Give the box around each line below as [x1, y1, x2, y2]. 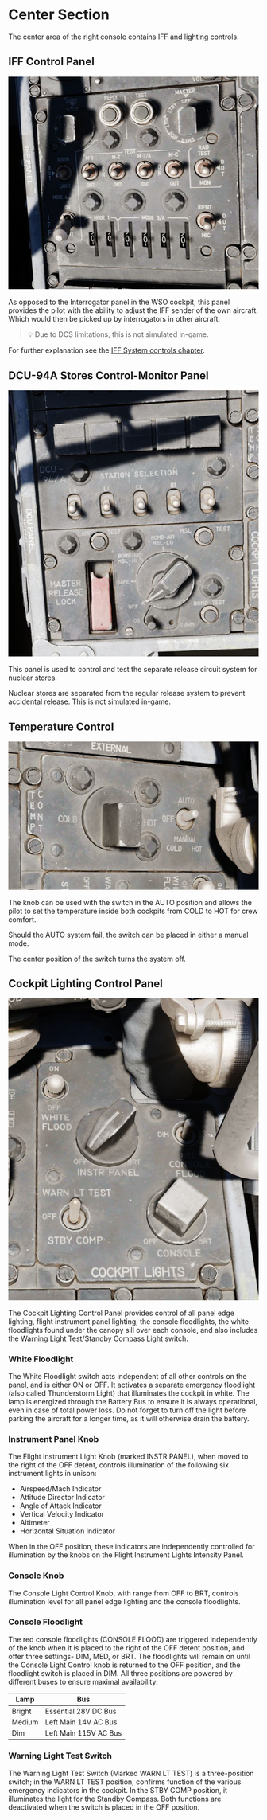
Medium [11, 1717, 39, 1727]
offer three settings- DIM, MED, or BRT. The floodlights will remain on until [8, 1651, 251, 1661]
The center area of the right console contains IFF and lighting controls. [8, 32, 240, 41]
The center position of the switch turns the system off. [8, 954, 187, 963]
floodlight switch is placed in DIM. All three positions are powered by [8, 1668, 233, 1677]
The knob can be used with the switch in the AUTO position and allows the [8, 897, 253, 907]
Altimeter [19, 1518, 50, 1528]
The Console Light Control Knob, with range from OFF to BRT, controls [8, 1588, 239, 1598]
